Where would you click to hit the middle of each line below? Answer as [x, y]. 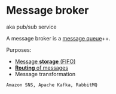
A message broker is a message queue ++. [58, 38]
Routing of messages [42, 68]
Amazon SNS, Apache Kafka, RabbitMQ [52, 85]
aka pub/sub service [31, 27]
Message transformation [45, 74]
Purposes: [19, 50]
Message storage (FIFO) [45, 61]
